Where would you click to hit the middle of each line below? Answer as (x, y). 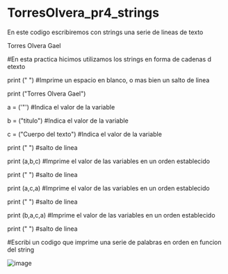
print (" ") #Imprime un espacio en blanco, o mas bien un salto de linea (108, 80)
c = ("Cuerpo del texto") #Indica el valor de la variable (84, 134)
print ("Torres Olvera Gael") (47, 93)
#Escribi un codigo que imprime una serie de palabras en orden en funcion (114, 242)
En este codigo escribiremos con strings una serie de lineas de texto (105, 32)
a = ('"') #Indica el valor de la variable (61, 107)
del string (21, 250)
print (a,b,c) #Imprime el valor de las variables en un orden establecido (109, 161)
